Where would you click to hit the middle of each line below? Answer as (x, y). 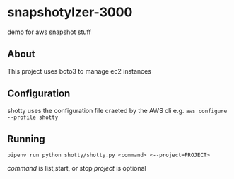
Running (27, 139)
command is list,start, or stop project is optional (77, 168)
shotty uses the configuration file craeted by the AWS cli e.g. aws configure (117, 110)
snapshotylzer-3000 (70, 12)
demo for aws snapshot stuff (49, 32)
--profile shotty (33, 117)
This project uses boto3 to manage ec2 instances (80, 71)
